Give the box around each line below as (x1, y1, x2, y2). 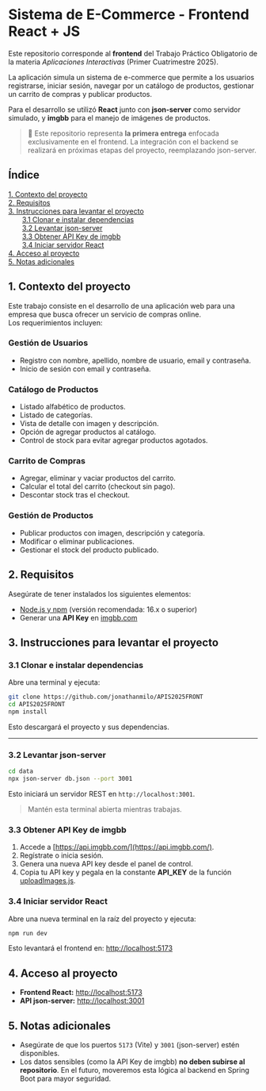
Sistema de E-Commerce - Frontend (8, 6, 249, 24)
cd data (8, 767, 34, 775)
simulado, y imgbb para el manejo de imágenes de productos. (8, 113, 211, 122)
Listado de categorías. (19, 410, 93, 420)
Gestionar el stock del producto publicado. (19, 545, 159, 555)
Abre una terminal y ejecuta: (8, 678, 101, 687)
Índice (8, 168, 40, 182)
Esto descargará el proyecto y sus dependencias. (8, 722, 170, 732)
